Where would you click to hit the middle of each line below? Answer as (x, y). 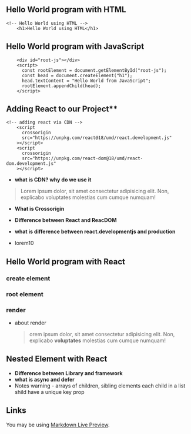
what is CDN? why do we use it (53, 180)
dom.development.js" (31, 164)
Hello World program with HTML (66, 10)
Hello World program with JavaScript (75, 47)
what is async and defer (45, 379)
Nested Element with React (57, 359)
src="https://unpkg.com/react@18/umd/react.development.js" (97, 138)
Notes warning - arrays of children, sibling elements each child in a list (100, 386)
